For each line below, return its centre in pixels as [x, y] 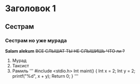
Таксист [21, 65]
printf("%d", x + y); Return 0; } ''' [45, 76]
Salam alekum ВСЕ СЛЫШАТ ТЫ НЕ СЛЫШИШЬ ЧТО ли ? [65, 51]
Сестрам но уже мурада [36, 41]
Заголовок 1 [31, 9]
